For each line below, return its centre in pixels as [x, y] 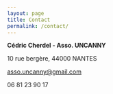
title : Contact [29, 20]
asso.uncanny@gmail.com [45, 72]
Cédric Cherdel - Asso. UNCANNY [56, 46]
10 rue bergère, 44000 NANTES [52, 59]
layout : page [26, 13]
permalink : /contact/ [38, 26]
